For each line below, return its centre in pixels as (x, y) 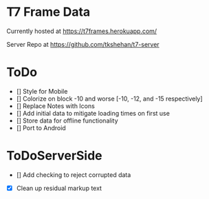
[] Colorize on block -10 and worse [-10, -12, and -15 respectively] (110, 98)
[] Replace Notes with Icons (56, 106)
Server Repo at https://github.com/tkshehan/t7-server (83, 44)
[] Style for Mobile (42, 91)
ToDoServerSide (54, 156)
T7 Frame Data (48, 12)
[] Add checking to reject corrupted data (74, 175)
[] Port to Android (41, 127)
